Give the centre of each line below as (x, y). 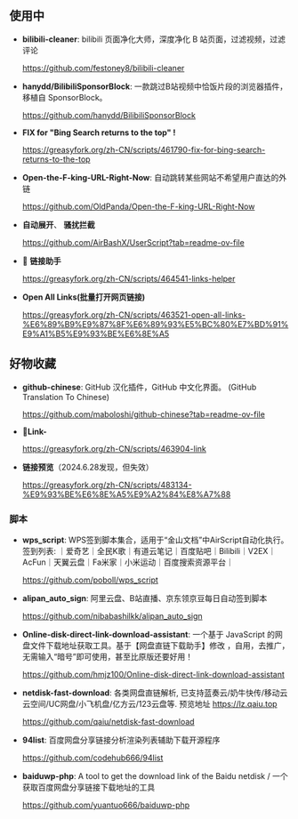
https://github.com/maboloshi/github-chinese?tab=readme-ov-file (143, 414)
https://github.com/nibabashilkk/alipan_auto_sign (112, 615)
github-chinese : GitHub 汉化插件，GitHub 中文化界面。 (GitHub (139, 387)
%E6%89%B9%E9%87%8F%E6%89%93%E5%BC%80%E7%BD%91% (155, 324)
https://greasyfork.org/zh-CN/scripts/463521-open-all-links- (134, 315)
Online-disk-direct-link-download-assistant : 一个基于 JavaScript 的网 (152, 634)
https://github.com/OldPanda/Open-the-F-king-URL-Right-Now (138, 206)
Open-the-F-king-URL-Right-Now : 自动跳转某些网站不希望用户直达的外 (154, 177)
